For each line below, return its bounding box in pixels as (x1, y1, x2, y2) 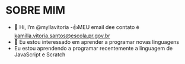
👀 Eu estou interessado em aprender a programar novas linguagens (14, 38, 179, 45)
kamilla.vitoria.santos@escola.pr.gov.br (14, 32, 110, 39)
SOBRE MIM (5, 4, 66, 17)
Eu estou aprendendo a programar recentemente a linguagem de (14, 44, 173, 52)
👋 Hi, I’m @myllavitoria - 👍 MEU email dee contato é (14, 23, 140, 30)
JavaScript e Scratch (14, 51, 66, 58)
